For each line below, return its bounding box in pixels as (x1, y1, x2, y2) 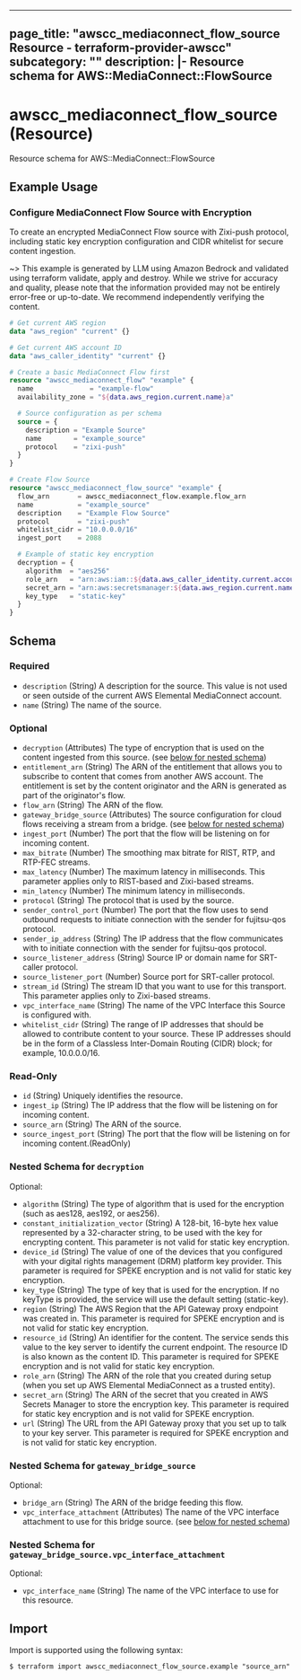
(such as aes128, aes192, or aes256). (21, 1208, 159, 1218)
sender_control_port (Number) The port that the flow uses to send (21, 904, 269, 916)
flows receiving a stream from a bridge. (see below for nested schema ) (21, 819, 285, 830)
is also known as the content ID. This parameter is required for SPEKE (21, 1350, 279, 1361)
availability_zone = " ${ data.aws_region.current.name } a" (17, 392, 235, 402)
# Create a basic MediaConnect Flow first (9, 367, 170, 377)
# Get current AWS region (9, 319, 106, 328)
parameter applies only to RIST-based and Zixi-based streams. (21, 876, 254, 887)
